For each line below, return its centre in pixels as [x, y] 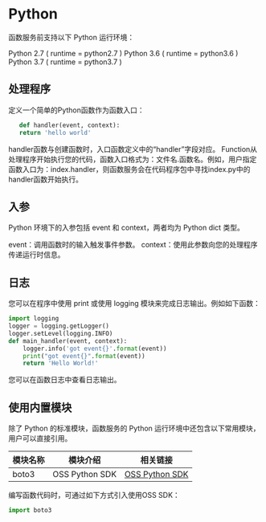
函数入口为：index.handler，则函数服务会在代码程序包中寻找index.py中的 [129, 169]
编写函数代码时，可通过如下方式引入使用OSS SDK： [94, 495]
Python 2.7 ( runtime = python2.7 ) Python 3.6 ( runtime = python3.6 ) [123, 53]
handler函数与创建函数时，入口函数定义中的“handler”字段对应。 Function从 [133, 149]
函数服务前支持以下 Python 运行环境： [72, 37]
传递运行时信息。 [37, 255]
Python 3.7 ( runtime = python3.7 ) [65, 62]
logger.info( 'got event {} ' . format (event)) [95, 349]
